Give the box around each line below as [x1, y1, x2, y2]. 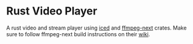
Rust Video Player [6, 4, 98, 18]
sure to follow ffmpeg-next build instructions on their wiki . [6, 30, 150, 37]
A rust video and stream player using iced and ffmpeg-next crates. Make [6, 24, 187, 31]
